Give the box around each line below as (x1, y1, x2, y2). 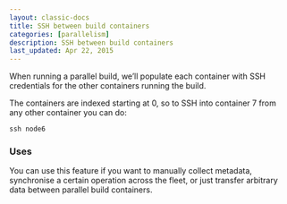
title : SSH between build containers (9, 21, 150, 30)
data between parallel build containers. (9, 184, 153, 195)
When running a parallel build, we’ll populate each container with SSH (9, 71, 266, 81)
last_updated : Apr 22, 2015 (9, 47, 114, 55)
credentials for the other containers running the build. (9, 81, 207, 91)
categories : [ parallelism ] (9, 30, 110, 38)
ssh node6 (9, 124, 46, 134)
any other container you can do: (9, 107, 127, 118)
